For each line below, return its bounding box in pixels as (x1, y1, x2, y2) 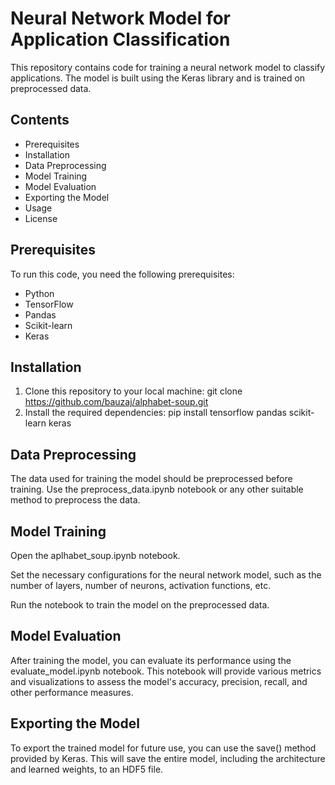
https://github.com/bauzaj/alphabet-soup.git (24, 396, 209, 408)
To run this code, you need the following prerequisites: (10, 268, 235, 280)
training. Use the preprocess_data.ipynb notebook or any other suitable (10, 483, 304, 496)
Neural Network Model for (10, 7, 232, 30)
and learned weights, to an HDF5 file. (10, 763, 164, 775)
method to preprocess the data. (10, 494, 141, 506)
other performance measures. (10, 686, 134, 698)
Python (24, 287, 55, 299)
